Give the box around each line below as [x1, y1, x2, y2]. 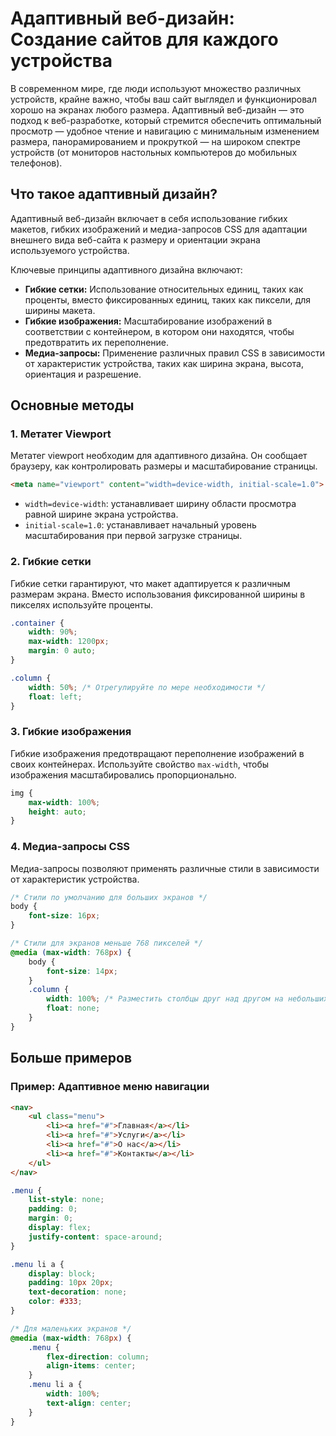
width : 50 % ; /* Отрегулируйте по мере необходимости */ [28, 682, 267, 692]
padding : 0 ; [28, 1204, 78, 1214]
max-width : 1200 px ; [28, 637, 110, 647]
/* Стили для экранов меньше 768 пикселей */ [10, 938, 203, 949]
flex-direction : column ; [46, 1352, 150, 1362]
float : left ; [28, 692, 83, 702]
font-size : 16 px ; [28, 911, 101, 921]
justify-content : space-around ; [28, 1232, 163, 1242]
